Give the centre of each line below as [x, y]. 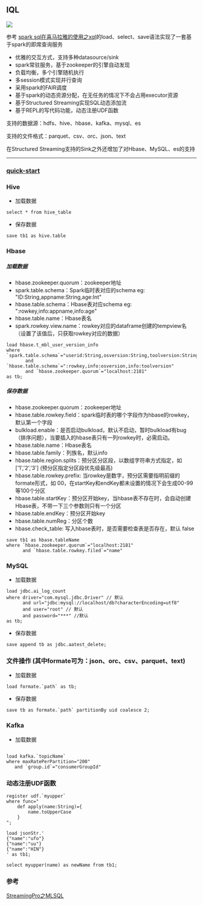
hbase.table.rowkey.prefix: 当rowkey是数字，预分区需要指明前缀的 [97, 475]
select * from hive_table [39, 212]
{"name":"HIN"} [25, 849]
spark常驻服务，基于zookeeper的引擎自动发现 [72, 65]
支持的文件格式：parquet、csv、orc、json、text [66, 136]
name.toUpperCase [50, 812]
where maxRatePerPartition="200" [48, 761]
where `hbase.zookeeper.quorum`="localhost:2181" [70, 545]
